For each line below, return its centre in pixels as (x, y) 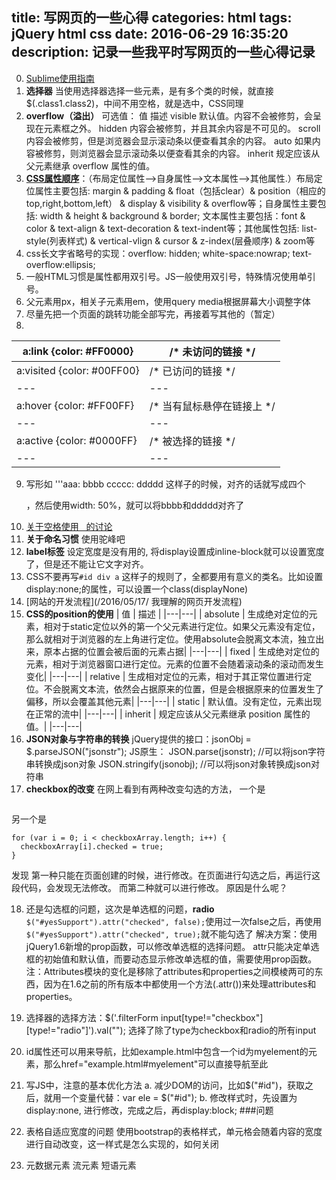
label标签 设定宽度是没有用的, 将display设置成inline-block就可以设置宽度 (175, 551)
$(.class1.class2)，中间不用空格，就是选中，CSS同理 (134, 103)
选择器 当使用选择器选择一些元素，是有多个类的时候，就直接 (149, 90)
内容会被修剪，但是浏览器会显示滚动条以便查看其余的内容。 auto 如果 (169, 140)
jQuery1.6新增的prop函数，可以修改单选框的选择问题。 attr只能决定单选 (172, 946)
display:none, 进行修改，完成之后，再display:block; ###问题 (149, 1110)
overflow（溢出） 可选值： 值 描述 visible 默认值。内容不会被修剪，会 (169, 115)
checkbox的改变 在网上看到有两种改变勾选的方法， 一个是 (145, 789)
